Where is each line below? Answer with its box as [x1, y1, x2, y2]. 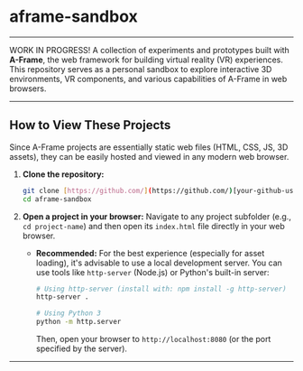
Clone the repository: [22, 169, 105, 180]
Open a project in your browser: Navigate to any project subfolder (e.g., [22, 210, 291, 222]
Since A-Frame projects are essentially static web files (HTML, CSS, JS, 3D [9, 142, 289, 153]
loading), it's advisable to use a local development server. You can [35, 257, 282, 268]
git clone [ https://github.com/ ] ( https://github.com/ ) [22, 186, 234, 195]
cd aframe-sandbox [22, 194, 92, 204]
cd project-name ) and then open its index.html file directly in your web [22, 220, 286, 231]
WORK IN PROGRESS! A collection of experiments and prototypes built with [9, 44, 290, 55]
